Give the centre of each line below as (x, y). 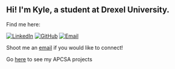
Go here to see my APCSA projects (49, 59)
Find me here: (23, 24)
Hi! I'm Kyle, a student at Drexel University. (88, 10)
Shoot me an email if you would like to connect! (65, 47)
